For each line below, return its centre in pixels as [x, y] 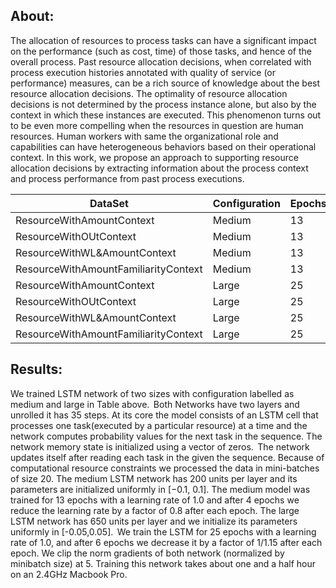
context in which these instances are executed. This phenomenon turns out [166, 115]
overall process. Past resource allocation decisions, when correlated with [161, 61]
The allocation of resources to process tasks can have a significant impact [163, 40]
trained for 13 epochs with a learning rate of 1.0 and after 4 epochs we [155, 500]
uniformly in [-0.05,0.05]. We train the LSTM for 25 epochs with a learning [163, 531]
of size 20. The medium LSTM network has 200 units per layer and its [154, 478]
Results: [36, 369]
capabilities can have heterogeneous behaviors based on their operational [163, 146]
